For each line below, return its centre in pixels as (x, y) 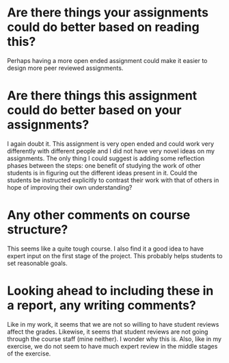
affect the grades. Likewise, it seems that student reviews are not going (108, 331)
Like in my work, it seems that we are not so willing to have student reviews (113, 324)
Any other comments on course (99, 215)
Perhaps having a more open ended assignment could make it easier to (107, 60)
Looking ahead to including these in (110, 291)
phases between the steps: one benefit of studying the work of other (104, 165)
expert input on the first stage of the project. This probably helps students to (115, 255)
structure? (38, 230)
